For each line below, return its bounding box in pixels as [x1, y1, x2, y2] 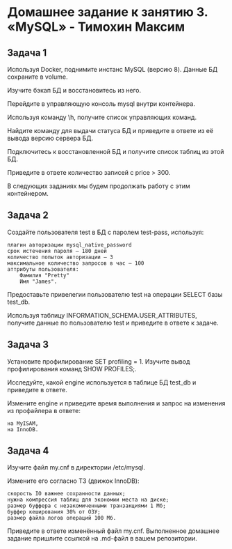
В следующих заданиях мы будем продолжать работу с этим [7, 182, 191, 190]
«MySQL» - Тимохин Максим [7, 19, 185, 35]
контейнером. [7, 190, 49, 197]
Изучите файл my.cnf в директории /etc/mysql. [7, 463, 146, 472]
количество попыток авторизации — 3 [7, 254, 113, 261]
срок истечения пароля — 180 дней [7, 247, 108, 254]
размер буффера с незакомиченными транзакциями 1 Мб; [7, 502, 167, 509]
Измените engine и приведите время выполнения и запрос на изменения [7, 399, 226, 408]
